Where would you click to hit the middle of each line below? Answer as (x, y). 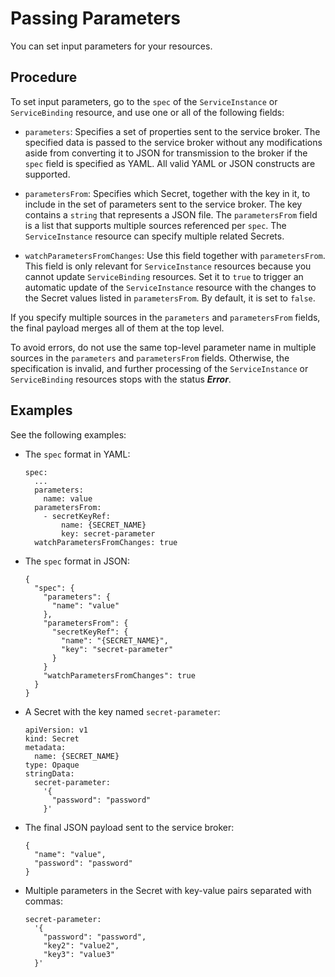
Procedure (44, 77)
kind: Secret (52, 738)
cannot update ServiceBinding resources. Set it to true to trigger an (164, 276)
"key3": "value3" (79, 954)
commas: (44, 901)
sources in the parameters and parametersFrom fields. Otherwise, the (150, 358)
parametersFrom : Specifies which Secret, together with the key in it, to (167, 193)
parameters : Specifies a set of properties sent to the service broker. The (172, 131)
